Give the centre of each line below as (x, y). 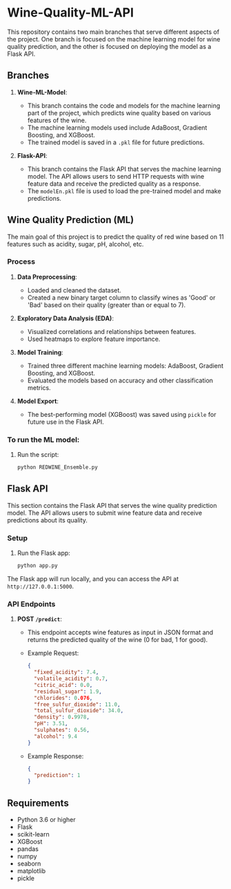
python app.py (37, 566)
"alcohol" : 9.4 (56, 736)
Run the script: (38, 455)
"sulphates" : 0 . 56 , (61, 730)
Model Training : (40, 352)
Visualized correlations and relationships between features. (112, 331)
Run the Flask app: (43, 553)
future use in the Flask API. (66, 422)
